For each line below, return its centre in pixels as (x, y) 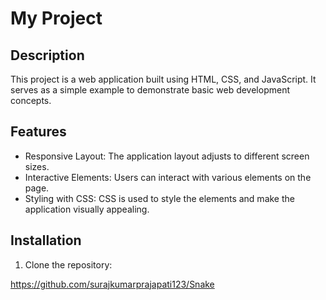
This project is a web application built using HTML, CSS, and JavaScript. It (163, 79)
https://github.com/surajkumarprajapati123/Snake (112, 284)
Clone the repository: (68, 264)
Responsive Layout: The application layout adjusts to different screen (167, 156)
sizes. (37, 166)
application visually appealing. (87, 209)
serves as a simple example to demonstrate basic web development (150, 90)
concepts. (31, 100)
